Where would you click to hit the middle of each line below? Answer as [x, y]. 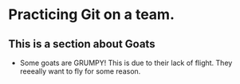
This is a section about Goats [82, 44]
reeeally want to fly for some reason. [80, 71]
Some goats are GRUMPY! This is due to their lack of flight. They [126, 63]
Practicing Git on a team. [92, 15]
